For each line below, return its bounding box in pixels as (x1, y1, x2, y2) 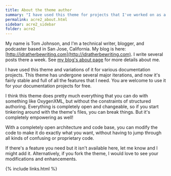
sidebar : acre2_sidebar (5, 21, 56, 27)
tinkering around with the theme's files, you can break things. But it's (5, 109, 151, 115)
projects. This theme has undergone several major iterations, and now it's (5, 72, 160, 78)
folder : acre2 (5, 27, 36, 32)
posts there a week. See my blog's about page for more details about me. (5, 57, 160, 63)
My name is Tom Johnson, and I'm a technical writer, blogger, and (5, 40, 144, 46)
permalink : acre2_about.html (5, 17, 68, 22)
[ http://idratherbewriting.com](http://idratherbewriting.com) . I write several (5, 52, 163, 58)
